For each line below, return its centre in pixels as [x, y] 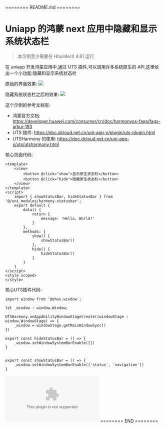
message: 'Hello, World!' [68, 218]
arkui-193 [22, 126]
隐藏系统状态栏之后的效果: [32, 94]
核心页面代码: [19, 154]
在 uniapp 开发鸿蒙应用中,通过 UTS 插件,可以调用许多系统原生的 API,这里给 [82, 66]
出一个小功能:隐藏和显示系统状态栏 [41, 73]
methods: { [34, 231]
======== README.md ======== [43, 7]
